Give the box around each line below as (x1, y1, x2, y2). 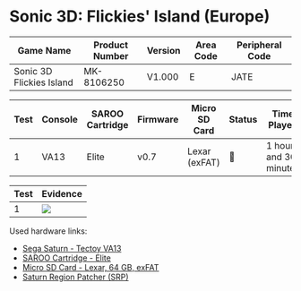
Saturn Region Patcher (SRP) (21, 271, 129, 282)
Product (93, 39, 128, 51)
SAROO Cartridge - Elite (21, 252, 112, 263)
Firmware (137, 113, 179, 125)
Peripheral (236, 39, 282, 51)
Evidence (41, 187, 82, 200)
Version (146, 44, 181, 56)
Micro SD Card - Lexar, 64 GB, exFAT (21, 261, 159, 272)
